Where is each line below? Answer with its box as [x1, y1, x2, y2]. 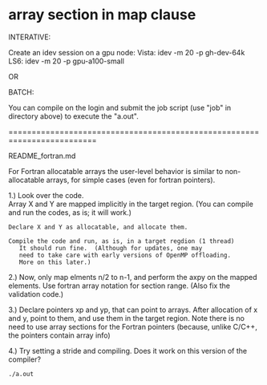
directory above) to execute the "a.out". [8, 111, 139, 121]
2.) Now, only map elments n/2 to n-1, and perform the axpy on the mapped [8, 272, 258, 282]
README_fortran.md [8, 151, 76, 160]
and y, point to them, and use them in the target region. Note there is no [8, 313, 245, 322]
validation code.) [8, 289, 64, 298]
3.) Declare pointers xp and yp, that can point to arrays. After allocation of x [8, 305, 258, 314]
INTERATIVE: [8, 32, 51, 42]
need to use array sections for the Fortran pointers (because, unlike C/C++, [8, 322, 258, 331]
